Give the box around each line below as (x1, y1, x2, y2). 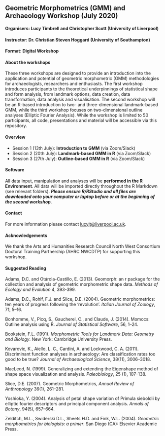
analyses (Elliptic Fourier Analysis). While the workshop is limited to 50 (5, 112, 149, 118)
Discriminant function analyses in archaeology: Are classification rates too (5, 351, 156, 357)
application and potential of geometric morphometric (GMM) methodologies (5, 76, 159, 81)
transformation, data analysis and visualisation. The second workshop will (5, 96, 155, 103)
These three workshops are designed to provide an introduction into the (5, 70, 151, 76)
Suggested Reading (5, 265, 47, 271)
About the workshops (5, 59, 51, 65)
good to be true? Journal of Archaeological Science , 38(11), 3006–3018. (5, 357, 151, 362)
